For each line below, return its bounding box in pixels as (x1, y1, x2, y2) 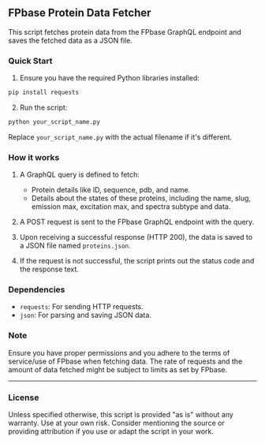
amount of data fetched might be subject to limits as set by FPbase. (8, 364, 228, 374)
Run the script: (19, 103, 68, 112)
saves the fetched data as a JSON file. (8, 35, 132, 45)
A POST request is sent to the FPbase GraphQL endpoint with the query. (19, 217, 255, 227)
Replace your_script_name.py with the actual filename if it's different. (8, 132, 233, 141)
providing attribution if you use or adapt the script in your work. (8, 427, 215, 436)
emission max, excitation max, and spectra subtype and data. (31, 202, 231, 211)
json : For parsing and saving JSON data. (19, 311, 152, 320)
